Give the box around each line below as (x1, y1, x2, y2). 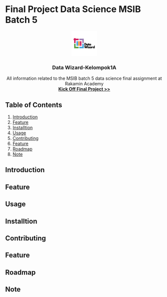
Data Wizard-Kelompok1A (52, 64, 117, 71)
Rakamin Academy (65, 81, 104, 87)
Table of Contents (5, 100, 63, 109)
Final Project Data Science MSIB (5, 4, 141, 15)
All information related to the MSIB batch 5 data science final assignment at (7, 75, 162, 81)
